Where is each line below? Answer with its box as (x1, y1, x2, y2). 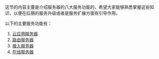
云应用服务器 (12, 31, 38, 36)
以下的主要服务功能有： (5, 21, 52, 26)
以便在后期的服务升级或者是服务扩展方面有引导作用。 (13, 10, 120, 16)
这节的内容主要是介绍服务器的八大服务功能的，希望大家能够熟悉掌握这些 (5, 4, 150, 10)
